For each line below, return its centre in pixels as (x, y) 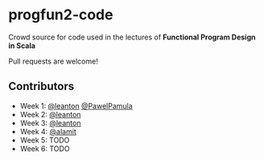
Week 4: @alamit (48, 131)
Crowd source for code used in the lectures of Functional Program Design (132, 37)
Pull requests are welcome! (53, 61)
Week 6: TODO (45, 148)
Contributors (41, 86)
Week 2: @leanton (50, 114)
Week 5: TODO (45, 140)
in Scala (22, 45)
